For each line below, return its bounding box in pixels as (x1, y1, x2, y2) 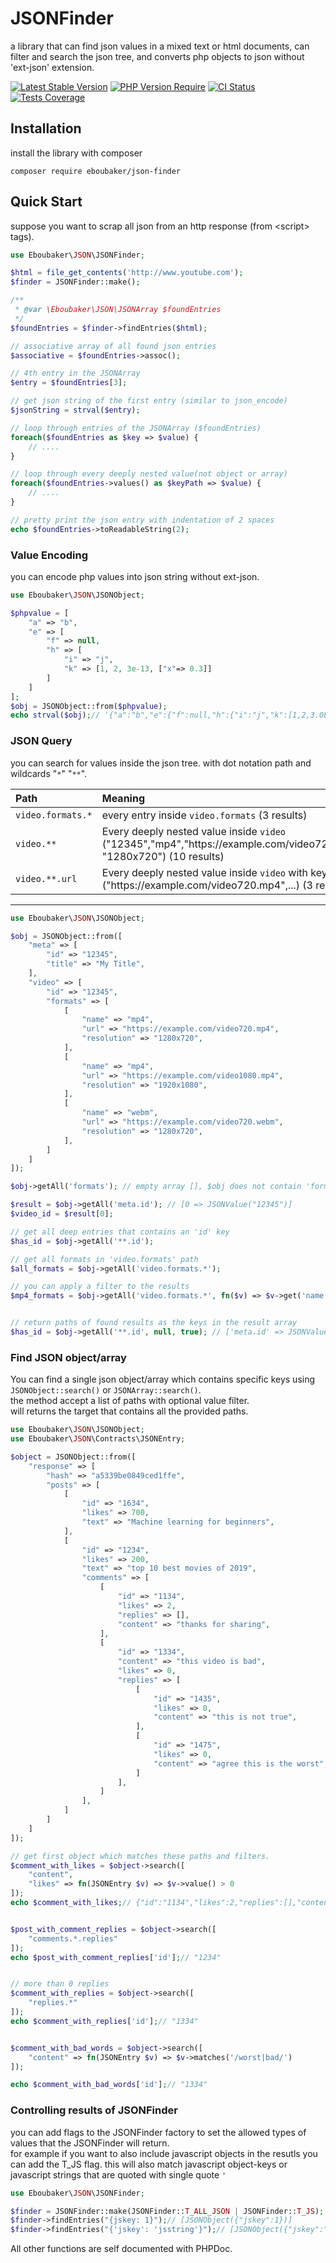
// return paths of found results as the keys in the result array (10, 1318, 298, 1328)
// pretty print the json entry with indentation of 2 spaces (10, 515, 275, 525)
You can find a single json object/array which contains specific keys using (10, 1373, 316, 1386)
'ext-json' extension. (10, 61, 95, 73)
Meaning (101, 791, 146, 805)
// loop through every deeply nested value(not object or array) (10, 469, 288, 479)
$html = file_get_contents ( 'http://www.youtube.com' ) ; (10, 268, 244, 278)
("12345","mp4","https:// (101, 837, 223, 851)
